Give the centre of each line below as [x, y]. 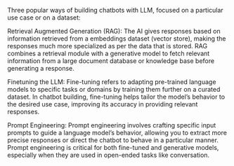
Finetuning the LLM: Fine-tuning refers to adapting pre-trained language [112, 82]
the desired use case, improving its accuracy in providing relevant [103, 104]
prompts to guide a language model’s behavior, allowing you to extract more [117, 133]
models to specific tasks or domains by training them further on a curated [114, 89]
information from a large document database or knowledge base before [111, 61]
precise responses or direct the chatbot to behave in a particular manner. [113, 140]
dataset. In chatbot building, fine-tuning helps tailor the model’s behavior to [116, 97]
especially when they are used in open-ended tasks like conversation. [108, 155]
